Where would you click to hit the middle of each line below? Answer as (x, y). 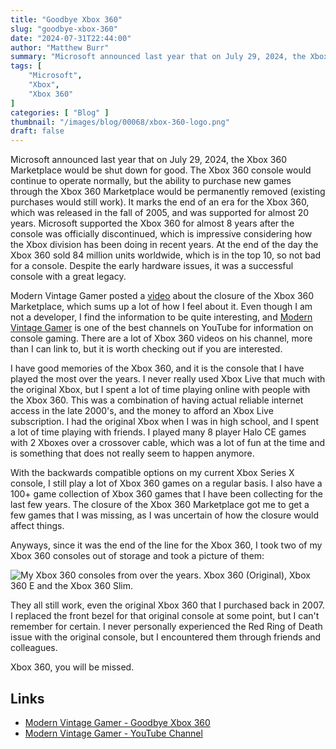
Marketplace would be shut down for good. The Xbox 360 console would (161, 170)
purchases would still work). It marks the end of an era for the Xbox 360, (160, 202)
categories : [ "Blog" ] (60, 112)
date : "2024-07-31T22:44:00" (71, 38)
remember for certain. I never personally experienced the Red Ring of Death (166, 627)
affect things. (37, 526)
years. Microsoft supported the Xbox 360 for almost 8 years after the (152, 223)
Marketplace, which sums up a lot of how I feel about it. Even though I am (161, 307)
